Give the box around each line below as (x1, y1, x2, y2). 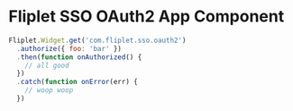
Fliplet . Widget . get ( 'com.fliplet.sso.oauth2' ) (8, 36, 187, 45)
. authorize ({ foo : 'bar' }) (16, 44, 123, 53)
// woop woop (24, 86, 74, 95)
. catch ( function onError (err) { (16, 78, 139, 87)
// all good (24, 61, 69, 70)
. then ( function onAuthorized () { (16, 52, 142, 62)
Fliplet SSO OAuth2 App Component (8, 6, 285, 27)
